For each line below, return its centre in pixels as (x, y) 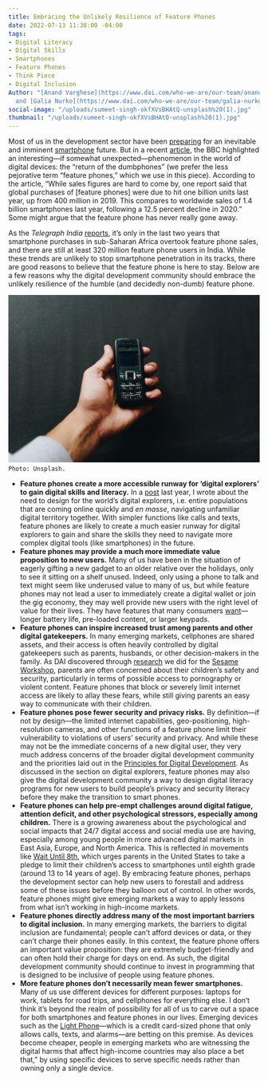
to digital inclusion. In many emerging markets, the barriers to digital (133, 924)
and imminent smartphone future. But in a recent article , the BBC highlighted (134, 150)
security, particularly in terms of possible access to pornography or (130, 678)
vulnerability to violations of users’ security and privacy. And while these (139, 737)
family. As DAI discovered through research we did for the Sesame (129, 661)
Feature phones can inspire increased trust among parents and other (136, 627)
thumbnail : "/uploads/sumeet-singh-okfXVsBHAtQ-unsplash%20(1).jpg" (124, 118)
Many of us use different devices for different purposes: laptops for (130, 992)
